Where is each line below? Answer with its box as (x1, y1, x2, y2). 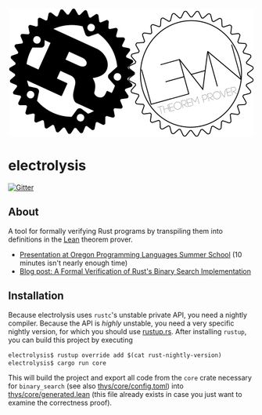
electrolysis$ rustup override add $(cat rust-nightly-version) (8, 351, 222, 359)
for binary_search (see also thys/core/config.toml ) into (8, 381, 184, 391)
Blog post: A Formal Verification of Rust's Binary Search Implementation (19, 266, 252, 275)
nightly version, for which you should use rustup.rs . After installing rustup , (8, 326, 247, 336)
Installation (8, 289, 64, 303)
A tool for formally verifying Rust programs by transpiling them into (8, 226, 224, 235)
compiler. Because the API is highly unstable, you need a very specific (8, 319, 235, 328)
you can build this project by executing (8, 335, 133, 344)
